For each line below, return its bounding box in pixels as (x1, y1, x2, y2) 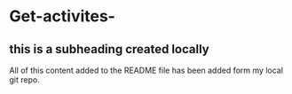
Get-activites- (9, 6, 115, 27)
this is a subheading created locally (9, 42, 210, 57)
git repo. (9, 74, 40, 85)
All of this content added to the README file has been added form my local (9, 65, 284, 75)
